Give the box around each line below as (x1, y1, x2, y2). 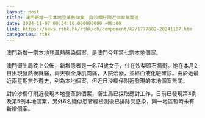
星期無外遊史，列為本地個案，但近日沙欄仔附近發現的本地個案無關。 (16, 77, 188, 85)
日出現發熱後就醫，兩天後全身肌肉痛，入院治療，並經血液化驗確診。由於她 (6, 69, 193, 77)
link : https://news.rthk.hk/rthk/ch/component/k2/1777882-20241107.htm (6, 26, 192, 32)
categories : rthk (6, 32, 51, 38)
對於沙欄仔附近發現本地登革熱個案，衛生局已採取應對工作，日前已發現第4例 (6, 90, 197, 97)
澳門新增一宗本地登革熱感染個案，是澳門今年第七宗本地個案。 (6, 49, 162, 57)
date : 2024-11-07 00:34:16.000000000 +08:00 (6, 20, 121, 26)
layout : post (6, 9, 40, 15)
